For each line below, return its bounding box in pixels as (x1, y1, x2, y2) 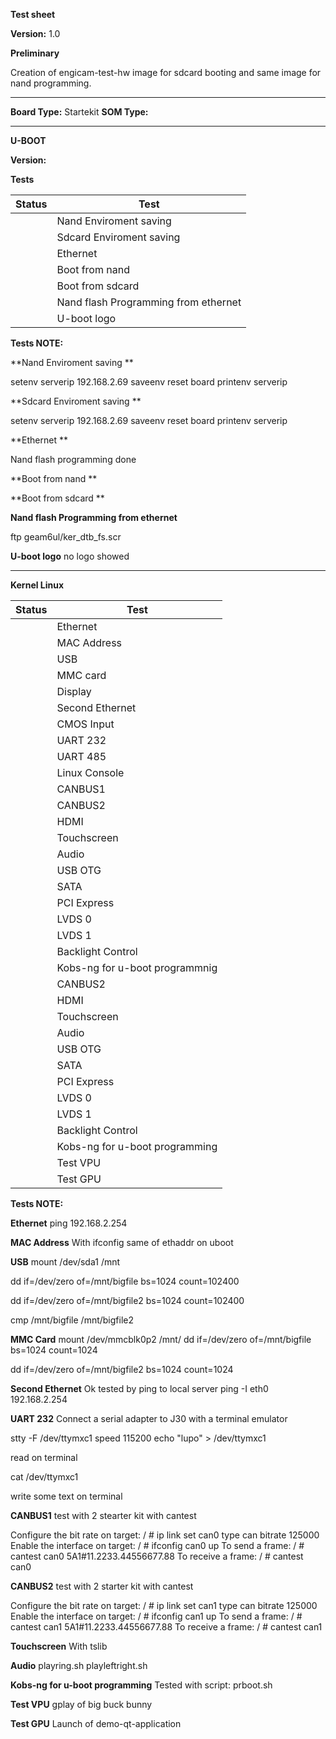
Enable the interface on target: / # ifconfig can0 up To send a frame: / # (10, 1540, 305, 1551)
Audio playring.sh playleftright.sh (10, 1660, 148, 1671)
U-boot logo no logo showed (10, 550, 130, 562)
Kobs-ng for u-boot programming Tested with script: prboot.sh (10, 1679, 273, 1691)
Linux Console (56, 766, 125, 779)
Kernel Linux (10, 579, 65, 591)
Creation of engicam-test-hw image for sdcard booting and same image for (10, 67, 322, 78)
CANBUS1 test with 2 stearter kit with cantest (10, 1510, 197, 1521)
